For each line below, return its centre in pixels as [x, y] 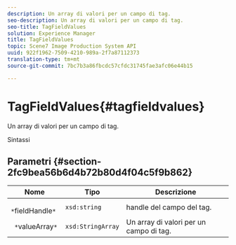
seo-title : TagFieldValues [47, 27]
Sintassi [19, 139]
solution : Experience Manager [52, 33]
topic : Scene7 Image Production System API [72, 46]
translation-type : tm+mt [44, 59]
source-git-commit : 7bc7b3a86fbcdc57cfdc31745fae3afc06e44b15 [100, 66]
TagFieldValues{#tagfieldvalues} [106, 106]
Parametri [29, 161]
